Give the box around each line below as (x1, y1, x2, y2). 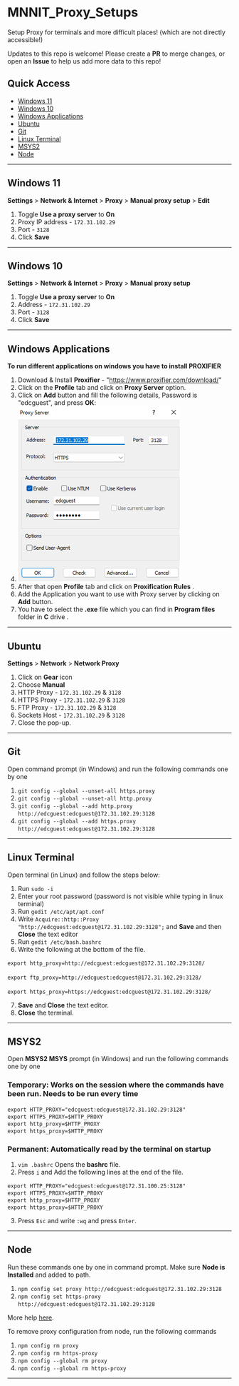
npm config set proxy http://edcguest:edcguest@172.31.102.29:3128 (17, 1285, 222, 1292)
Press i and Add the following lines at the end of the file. (17, 1168, 184, 1177)
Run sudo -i (17, 884, 54, 893)
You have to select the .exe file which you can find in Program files (17, 605, 216, 614)
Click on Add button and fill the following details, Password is (17, 391, 198, 400)
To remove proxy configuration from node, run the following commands (7, 1327, 217, 1335)
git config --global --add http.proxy (17, 803, 133, 810)
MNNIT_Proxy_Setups (7, 4, 139, 21)
